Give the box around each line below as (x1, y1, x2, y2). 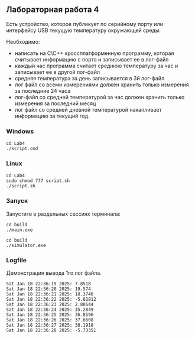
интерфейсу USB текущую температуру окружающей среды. (6, 27, 161, 34)
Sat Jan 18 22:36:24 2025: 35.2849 (6, 307, 94, 313)
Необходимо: (6, 38, 40, 45)
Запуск (6, 197, 28, 205)
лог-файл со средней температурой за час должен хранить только (14, 93, 185, 100)
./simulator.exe (6, 242, 46, 248)
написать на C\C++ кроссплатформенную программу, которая (14, 50, 174, 57)
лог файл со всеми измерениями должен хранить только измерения (14, 81, 189, 88)
